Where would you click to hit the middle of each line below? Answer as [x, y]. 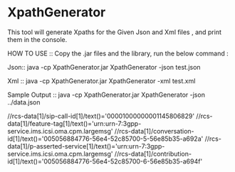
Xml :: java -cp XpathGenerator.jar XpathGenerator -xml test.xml [101, 81]
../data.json [24, 102]
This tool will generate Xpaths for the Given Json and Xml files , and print [115, 32]
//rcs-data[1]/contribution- [153, 154]
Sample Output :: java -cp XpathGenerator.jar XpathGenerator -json [106, 95]
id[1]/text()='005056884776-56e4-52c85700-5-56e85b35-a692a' [105, 139]
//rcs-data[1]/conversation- [154, 131]
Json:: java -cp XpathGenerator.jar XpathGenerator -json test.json [104, 67]
